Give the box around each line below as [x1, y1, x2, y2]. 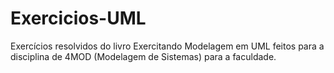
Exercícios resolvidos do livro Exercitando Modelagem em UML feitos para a [10, 40, 325, 52]
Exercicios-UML [10, 7, 147, 30]
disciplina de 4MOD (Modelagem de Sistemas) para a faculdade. [10, 50, 277, 62]
